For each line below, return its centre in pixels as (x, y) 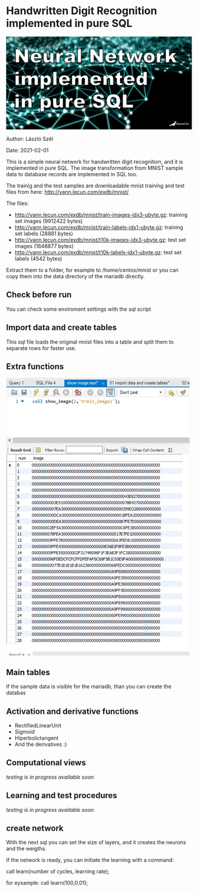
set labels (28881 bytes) (44, 233)
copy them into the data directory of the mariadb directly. (76, 276)
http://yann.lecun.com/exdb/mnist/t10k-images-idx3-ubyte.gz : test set (100, 239)
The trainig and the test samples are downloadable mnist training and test (95, 185)
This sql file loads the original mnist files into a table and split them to (90, 342)
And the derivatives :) (41, 744)
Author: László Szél (30, 139)
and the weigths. (27, 849)
